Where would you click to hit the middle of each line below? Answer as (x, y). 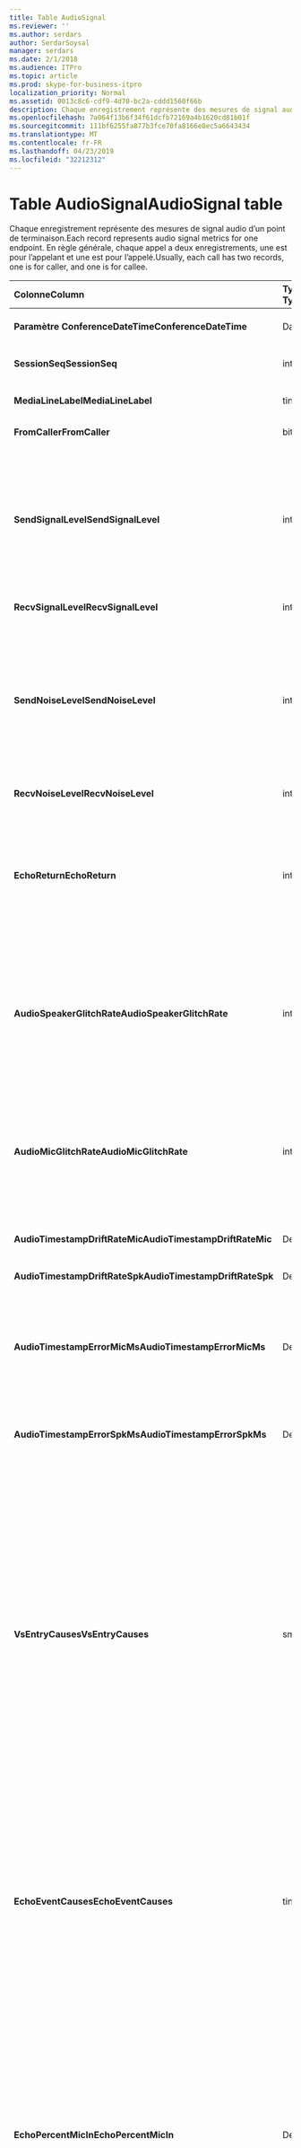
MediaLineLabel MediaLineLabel (83, 401)
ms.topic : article (43, 76)
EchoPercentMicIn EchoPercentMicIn (94, 2135)
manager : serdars (42, 51)
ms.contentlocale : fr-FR (56, 143)
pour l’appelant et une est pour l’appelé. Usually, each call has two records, (147, 258)
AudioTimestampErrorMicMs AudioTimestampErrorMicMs (140, 1347)
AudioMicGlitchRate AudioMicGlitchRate (101, 1152)
